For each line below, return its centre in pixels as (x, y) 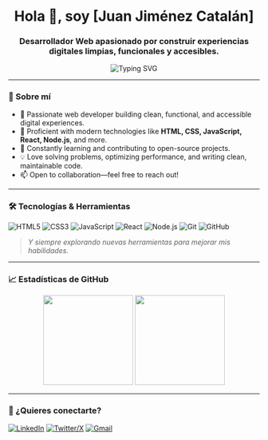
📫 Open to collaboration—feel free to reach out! (99, 174)
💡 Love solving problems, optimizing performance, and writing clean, (133, 157)
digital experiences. (52, 122)
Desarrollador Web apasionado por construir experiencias (134, 42)
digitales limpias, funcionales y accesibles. (134, 51)
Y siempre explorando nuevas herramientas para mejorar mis (129, 242)
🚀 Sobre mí (30, 97)
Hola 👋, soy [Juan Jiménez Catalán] (134, 16)
